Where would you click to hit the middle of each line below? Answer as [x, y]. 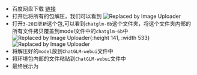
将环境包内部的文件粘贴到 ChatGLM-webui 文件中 [69, 59]
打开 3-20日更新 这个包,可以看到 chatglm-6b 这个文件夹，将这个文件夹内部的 [101, 24]
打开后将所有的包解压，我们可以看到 [57, 16]
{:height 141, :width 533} [120, 38]
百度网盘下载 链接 [34, 9]
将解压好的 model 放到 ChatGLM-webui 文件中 [62, 51]
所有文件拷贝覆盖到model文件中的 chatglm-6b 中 [70, 31]
